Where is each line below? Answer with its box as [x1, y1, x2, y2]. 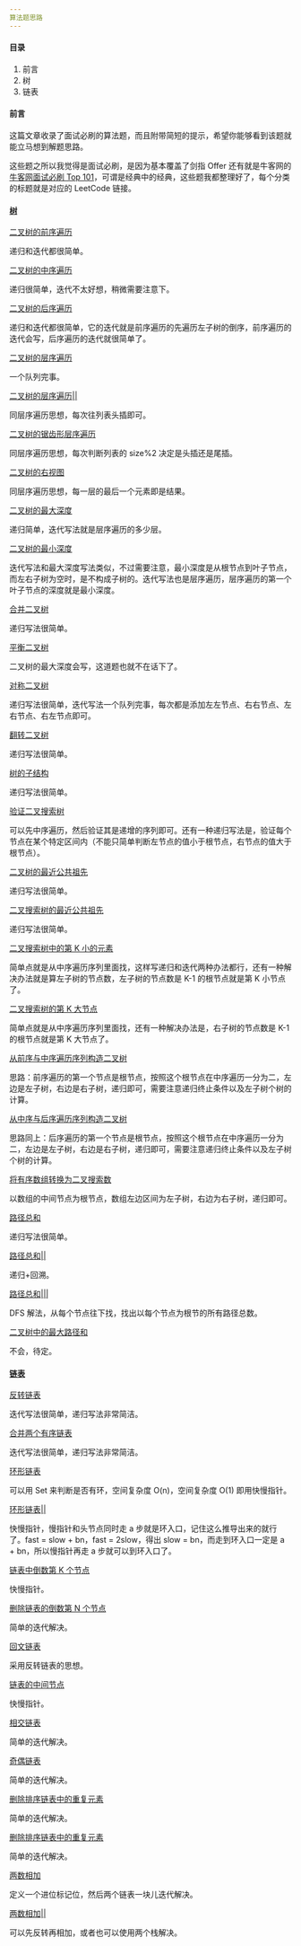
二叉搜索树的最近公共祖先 [9, 904, 104, 916]
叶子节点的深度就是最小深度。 [9, 585, 119, 595]
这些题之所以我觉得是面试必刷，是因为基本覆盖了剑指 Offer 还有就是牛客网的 [9, 161, 292, 172]
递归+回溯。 [9, 1270, 55, 1281]
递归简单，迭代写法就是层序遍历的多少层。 [9, 524, 167, 535]
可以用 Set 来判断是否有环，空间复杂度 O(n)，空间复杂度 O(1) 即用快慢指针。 [9, 1485, 292, 1496]
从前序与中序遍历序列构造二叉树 [9, 1052, 127, 1064]
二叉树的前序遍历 [9, 226, 73, 238]
